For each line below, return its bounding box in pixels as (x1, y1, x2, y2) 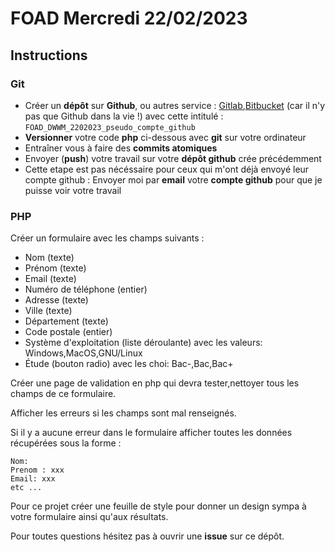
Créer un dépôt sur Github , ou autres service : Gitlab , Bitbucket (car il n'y (24, 99, 326, 111)
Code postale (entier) (24, 326, 113, 338)
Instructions (10, 47, 88, 64)
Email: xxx (10, 474, 56, 484)
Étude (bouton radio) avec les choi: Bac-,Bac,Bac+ (24, 358, 234, 370)
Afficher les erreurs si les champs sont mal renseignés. (10, 407, 237, 419)
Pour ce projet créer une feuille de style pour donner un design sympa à (10, 500, 307, 512)
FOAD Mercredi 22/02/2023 (10, 7, 248, 30)
